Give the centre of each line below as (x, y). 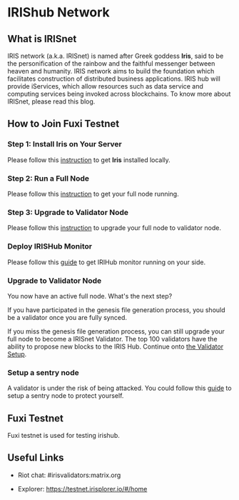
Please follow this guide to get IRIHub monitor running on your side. (107, 262)
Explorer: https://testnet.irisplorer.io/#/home (82, 489)
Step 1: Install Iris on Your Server (65, 144)
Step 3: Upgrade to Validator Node (68, 212)
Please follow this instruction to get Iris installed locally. (89, 160)
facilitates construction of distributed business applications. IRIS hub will (114, 79)
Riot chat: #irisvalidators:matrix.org (69, 475)
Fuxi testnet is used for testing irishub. (63, 435)
